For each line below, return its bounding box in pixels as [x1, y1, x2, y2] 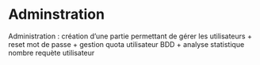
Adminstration [8, 5, 105, 23]
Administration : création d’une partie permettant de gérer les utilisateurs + [8, 31, 252, 41]
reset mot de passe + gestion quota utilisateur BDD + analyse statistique [8, 39, 245, 49]
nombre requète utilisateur [8, 48, 95, 57]
